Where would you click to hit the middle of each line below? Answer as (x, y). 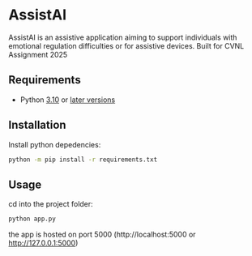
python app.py (32, 219)
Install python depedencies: (55, 144)
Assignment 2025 (38, 54)
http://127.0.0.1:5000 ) (43, 243)
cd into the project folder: (51, 204)
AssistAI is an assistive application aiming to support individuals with (123, 37)
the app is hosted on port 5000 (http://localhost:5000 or (102, 235)
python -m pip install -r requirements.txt (83, 160)
